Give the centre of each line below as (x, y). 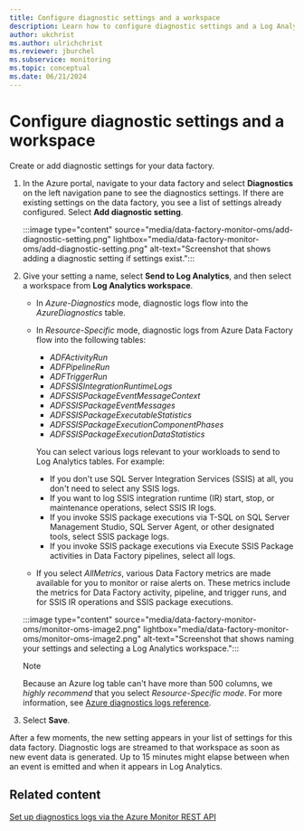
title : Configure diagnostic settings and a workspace (115, 18)
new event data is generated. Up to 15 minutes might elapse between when (149, 757)
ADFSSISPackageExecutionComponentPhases (137, 424)
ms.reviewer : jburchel (52, 52)
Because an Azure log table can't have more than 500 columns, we (147, 683)
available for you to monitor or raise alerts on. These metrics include (163, 582)
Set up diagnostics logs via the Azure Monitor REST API (113, 817)
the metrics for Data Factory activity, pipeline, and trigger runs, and (161, 592)
